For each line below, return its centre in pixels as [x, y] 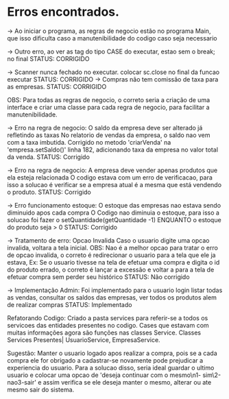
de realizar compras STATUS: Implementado [70, 304]
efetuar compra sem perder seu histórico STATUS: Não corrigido [98, 277]
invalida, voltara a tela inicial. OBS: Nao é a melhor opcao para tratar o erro [112, 247]
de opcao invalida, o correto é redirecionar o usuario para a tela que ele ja [111, 255]
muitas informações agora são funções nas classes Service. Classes [104, 332]
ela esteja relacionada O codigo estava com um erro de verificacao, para [110, 177]
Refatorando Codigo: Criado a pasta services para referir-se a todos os [108, 318]
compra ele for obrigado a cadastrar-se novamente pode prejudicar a [105, 360]
